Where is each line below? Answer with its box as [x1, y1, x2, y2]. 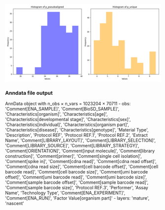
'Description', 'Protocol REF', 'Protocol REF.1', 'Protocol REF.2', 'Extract [5, 132, 148, 138]
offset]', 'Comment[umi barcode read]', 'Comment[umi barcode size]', [5, 174, 147, 180]
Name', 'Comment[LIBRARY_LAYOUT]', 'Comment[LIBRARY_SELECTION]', [5, 137, 156, 143]
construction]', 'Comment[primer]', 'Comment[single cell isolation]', [5, 153, 142, 159]
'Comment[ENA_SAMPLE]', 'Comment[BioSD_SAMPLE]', [5, 106, 120, 112]
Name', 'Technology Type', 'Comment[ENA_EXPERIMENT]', [5, 190, 125, 196]
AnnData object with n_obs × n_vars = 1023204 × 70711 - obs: [5, 101, 131, 107]
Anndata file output [5, 89, 53, 96]
